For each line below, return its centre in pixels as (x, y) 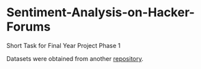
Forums (28, 27)
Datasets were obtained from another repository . (75, 58)
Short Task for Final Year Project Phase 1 (64, 45)
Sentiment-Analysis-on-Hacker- (101, 13)
